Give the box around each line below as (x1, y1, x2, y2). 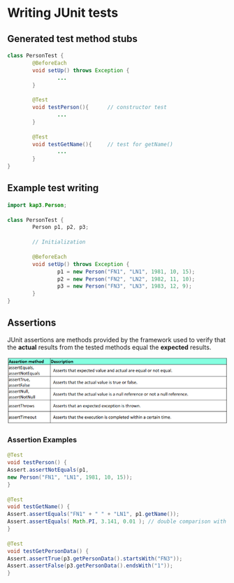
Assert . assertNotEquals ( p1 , (7, 467, 89, 474)
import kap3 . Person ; (7, 202, 68, 209)
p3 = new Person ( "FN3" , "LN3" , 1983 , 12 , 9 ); (57, 283, 192, 290)
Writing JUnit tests (7, 5, 119, 21)
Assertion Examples (7, 435, 78, 444)
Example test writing (7, 182, 99, 194)
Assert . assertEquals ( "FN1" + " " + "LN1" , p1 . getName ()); (7, 511, 180, 518)
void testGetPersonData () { (7, 547, 89, 554)
